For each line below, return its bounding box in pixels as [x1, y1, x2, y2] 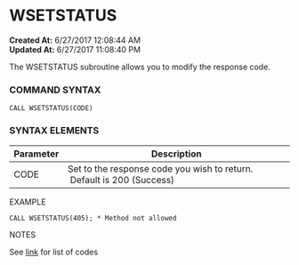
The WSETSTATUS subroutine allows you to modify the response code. [9, 61, 271, 72]
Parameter [13, 148, 60, 160]
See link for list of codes [9, 246, 99, 257]
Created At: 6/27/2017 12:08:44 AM [9, 35, 141, 45]
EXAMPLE [9, 197, 46, 207]
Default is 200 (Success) [69, 173, 175, 186]
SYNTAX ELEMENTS [9, 124, 100, 137]
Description [150, 148, 202, 160]
